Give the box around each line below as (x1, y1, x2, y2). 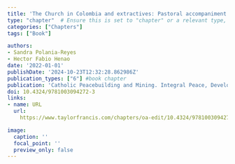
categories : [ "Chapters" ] (7, 23, 83, 30)
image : (7, 127, 27, 134)
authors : (7, 43, 33, 50)
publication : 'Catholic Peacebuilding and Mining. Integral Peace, (7, 81, 208, 88)
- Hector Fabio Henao (7, 55, 71, 63)
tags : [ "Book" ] (7, 29, 52, 37)
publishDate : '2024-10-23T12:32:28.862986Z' (7, 68, 139, 76)
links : (7, 95, 27, 102)
